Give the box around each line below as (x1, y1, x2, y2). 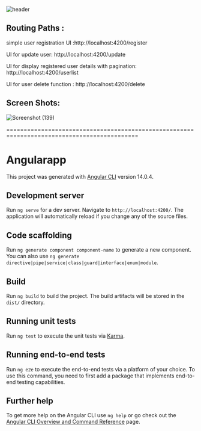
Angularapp (6, 153, 67, 167)
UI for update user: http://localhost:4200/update (6, 51, 126, 58)
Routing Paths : (6, 23, 65, 33)
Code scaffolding (6, 230, 72, 240)
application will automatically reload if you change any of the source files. (6, 212, 188, 220)
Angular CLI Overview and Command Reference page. (6, 418, 140, 426)
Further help (6, 396, 54, 406)
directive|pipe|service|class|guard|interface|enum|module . (6, 259, 158, 266)
